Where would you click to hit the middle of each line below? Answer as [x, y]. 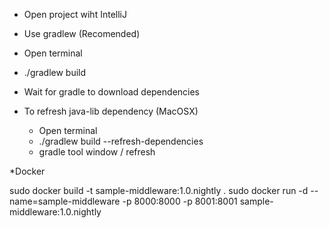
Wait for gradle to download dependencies [112, 92]
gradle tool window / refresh [97, 152]
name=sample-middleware [65, 201]
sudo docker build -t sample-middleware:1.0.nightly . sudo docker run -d [159, 190]
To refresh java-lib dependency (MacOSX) [111, 111]
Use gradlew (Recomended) [82, 33]
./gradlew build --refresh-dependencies [121, 141]
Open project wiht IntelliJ [75, 14]
